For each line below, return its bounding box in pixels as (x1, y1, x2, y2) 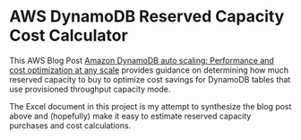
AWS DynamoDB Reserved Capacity (9, 6, 285, 27)
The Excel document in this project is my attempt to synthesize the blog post (9, 101, 292, 111)
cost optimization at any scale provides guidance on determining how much (9, 65, 289, 75)
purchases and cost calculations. (9, 119, 132, 131)
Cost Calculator (9, 25, 128, 46)
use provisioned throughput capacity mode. (9, 83, 171, 94)
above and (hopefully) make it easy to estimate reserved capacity (9, 110, 252, 121)
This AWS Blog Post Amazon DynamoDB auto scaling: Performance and (9, 55, 275, 66)
